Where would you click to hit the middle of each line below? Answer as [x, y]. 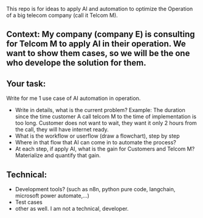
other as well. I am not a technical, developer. [72, 209]
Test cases [29, 202]
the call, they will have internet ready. [62, 130]
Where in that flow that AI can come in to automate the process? [95, 142]
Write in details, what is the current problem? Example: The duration [100, 110]
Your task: [26, 84]
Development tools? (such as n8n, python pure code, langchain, [95, 189]
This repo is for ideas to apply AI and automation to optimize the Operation [100, 9]
